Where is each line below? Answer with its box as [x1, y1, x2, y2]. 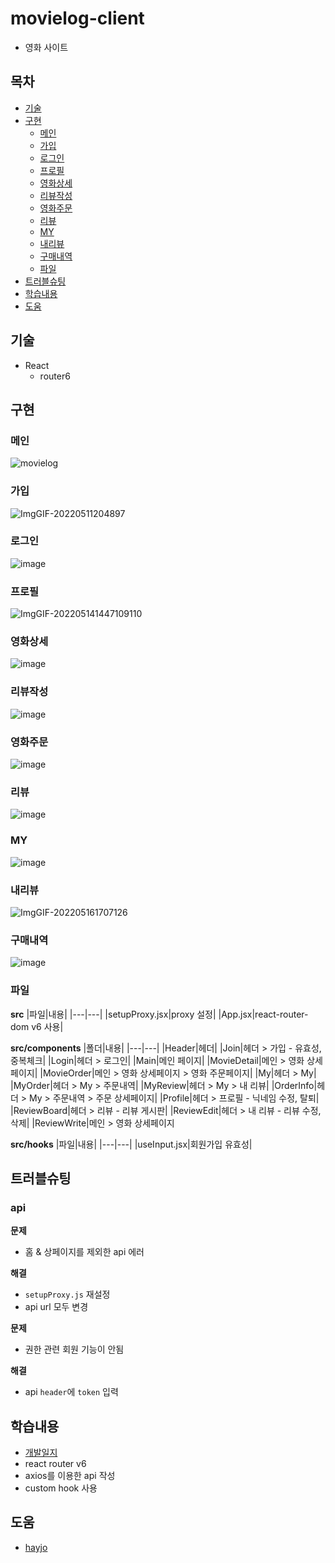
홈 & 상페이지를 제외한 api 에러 [24, 1246, 145, 1258]
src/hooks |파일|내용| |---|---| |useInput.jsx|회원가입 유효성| [10, 1138, 253, 1150]
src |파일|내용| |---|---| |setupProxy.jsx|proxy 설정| [10, 1008, 217, 1020]
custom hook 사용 [24, 1482, 98, 1494]
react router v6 [24, 1458, 87, 1470]
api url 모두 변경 [24, 1301, 89, 1313]
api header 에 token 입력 [24, 1386, 119, 1398]
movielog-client [10, 7, 145, 30]
